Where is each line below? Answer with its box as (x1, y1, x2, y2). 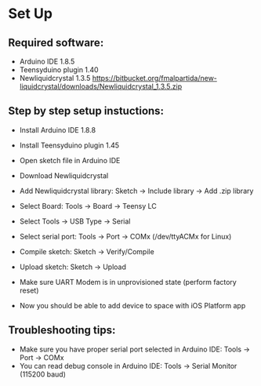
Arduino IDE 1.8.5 (19, 56, 75, 66)
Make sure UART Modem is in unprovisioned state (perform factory (19, 277, 237, 286)
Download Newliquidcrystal (19, 170, 109, 180)
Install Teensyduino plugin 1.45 (19, 140, 120, 150)
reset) (19, 286, 39, 295)
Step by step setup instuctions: (8, 104, 165, 118)
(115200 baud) (19, 370, 67, 379)
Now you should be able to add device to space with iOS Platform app (19, 300, 246, 310)
